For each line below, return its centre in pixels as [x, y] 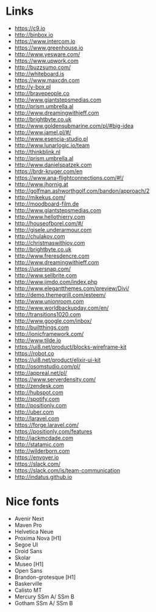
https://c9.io [30, 28]
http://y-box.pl [33, 86]
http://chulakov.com [40, 236]
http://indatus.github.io [43, 477]
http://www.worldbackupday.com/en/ [62, 308]
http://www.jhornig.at [41, 184]
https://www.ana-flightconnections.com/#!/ [69, 177]
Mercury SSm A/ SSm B [44, 596]
